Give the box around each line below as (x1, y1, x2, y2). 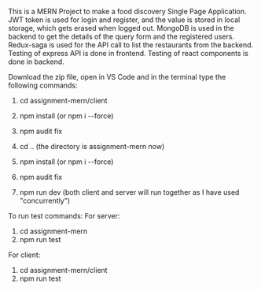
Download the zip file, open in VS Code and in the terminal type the (8, 73, 226, 81)
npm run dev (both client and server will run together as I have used (19, 188, 240, 196)
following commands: (8, 80, 78, 90)
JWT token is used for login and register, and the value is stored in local (8, 15, 241, 24)
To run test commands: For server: (8, 211, 120, 220)
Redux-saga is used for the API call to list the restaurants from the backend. (8, 40, 254, 50)
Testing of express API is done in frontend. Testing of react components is (8, 49, 249, 58)
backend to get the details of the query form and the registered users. (8, 32, 234, 41)
